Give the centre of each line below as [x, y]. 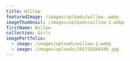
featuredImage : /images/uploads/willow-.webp [62, 17]
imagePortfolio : [26, 38]
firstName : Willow [28, 28]
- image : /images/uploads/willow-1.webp [61, 44]
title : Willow [23, 11]
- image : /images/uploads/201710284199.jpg [65, 49]
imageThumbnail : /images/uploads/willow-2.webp [65, 22]
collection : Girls [28, 33]
